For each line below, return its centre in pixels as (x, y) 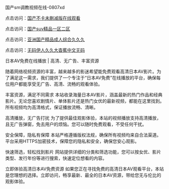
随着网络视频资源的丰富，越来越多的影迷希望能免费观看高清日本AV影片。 (81, 71)
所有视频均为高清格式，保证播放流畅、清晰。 (52, 107)
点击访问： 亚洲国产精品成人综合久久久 (45, 39)
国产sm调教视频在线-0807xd (35, 7)
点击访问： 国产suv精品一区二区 (38, 29)
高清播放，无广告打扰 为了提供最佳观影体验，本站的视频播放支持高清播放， (83, 118)
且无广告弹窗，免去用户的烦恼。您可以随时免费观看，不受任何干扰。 (76, 124)
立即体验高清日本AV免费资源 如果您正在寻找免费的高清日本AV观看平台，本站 (84, 169)
